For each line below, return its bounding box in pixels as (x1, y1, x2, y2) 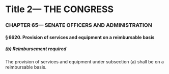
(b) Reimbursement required (5, 46, 67, 52)
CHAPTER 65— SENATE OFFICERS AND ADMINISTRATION (5, 22, 152, 29)
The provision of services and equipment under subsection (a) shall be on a (5, 58, 164, 64)
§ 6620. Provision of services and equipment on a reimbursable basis (5, 34, 155, 40)
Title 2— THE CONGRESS (5, 4, 114, 15)
